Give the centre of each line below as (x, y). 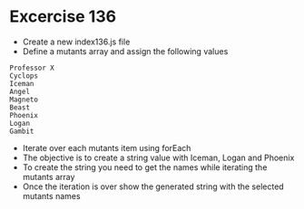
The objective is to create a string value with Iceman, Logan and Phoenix (158, 157)
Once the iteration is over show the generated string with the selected (153, 186)
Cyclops (24, 76)
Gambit (22, 131)
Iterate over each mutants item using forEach (107, 147)
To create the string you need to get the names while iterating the (145, 167)
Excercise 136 (63, 17)
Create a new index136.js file (76, 42)
